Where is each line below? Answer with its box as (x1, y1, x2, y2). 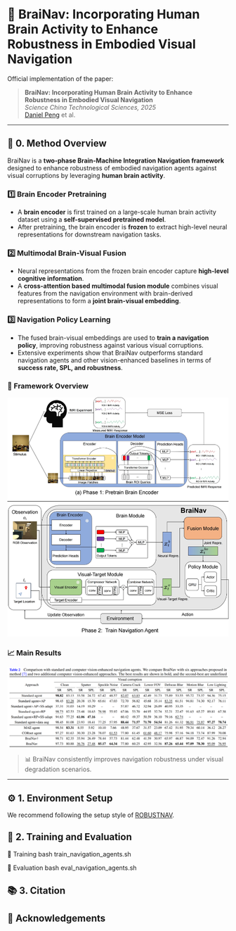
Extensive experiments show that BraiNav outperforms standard (17, 348, 204, 357)
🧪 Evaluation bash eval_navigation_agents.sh (7, 863, 137, 872)
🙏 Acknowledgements (7, 912, 106, 924)
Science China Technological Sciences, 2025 (24, 103, 157, 111)
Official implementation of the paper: (7, 74, 114, 83)
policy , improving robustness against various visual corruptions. (17, 341, 204, 349)
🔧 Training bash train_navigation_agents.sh (7, 849, 131, 858)
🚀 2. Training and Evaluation (7, 831, 132, 843)
